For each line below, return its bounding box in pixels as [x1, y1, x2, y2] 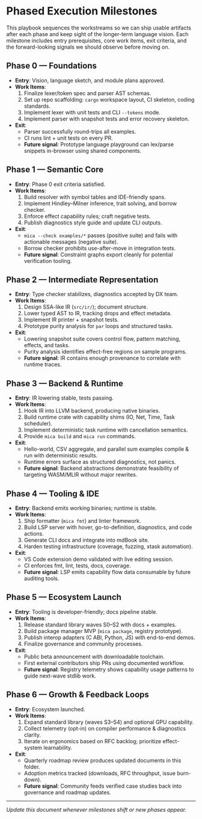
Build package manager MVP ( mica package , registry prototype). [23, 627, 183, 634]
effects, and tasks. [23, 342, 70, 349]
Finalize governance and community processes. [23, 640, 143, 647]
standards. [23, 102, 51, 110]
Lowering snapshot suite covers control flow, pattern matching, [23, 335, 181, 342]
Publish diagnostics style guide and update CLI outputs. [23, 218, 162, 226]
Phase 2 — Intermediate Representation [6, 274, 159, 285]
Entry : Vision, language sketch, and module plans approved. [14, 76, 165, 84]
